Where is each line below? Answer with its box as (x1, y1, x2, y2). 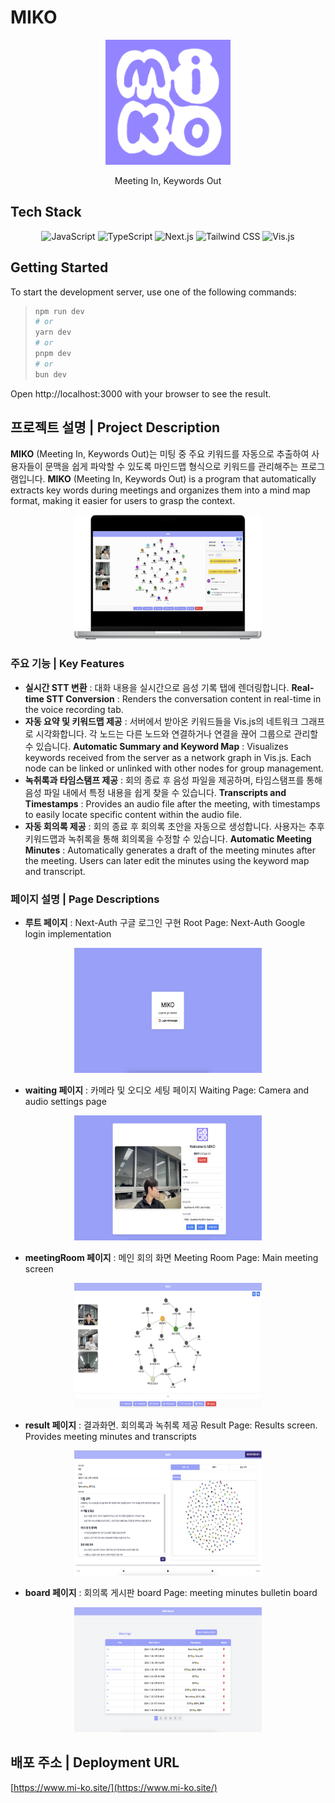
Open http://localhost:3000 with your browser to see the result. (10, 387, 272, 400)
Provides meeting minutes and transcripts (24, 1431, 197, 1443)
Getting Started (10, 259, 109, 276)
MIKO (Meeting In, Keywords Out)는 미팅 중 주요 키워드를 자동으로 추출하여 (10, 447, 310, 460)
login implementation (24, 928, 112, 940)
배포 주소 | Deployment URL (10, 1754, 180, 1771)
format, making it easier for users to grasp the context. (10, 494, 236, 506)
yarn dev (34, 327, 72, 338)
